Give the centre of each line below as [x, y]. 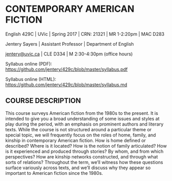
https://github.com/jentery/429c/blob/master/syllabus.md [66, 85]
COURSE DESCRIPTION [43, 101]
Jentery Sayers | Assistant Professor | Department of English [70, 44]
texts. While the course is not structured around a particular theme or [79, 129]
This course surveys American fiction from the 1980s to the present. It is [82, 113]
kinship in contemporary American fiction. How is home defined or [76, 140]
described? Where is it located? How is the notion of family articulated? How [86, 146]
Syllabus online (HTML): [31, 79]
